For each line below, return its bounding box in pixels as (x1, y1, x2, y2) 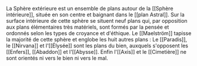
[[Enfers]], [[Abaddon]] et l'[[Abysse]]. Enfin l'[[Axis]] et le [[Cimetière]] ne (6, 48, 187, 55)
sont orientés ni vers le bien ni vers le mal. (6, 55, 108, 61)
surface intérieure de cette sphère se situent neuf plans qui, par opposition (6, 18, 188, 24)
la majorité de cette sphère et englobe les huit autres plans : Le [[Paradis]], (6, 36, 187, 43)
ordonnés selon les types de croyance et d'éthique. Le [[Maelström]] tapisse (6, 30, 192, 37)
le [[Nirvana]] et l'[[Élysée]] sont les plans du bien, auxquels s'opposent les (6, 42, 188, 49)
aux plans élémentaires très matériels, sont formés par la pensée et (6, 23, 169, 30)
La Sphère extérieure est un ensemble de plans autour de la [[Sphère (6, 5, 173, 12)
